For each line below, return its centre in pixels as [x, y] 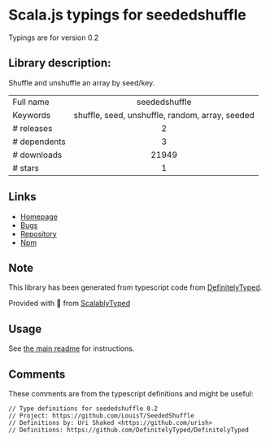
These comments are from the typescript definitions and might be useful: [131, 394]
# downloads [37, 155]
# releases [33, 128]
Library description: [60, 63]
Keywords [32, 115]
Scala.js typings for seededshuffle [127, 15]
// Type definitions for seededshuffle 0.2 [83, 409]
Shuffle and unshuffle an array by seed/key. [82, 82]
